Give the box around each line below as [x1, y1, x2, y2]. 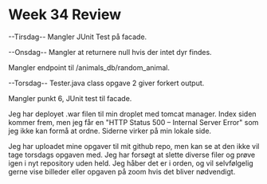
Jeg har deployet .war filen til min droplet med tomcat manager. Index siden [8, 109, 257, 119]
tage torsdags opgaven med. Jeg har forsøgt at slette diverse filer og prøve [8, 150, 256, 159]
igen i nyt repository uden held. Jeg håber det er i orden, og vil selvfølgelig [8, 158, 253, 168]
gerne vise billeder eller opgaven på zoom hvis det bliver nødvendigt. [8, 166, 236, 176]
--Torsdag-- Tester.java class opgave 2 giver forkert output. [8, 78, 205, 88]
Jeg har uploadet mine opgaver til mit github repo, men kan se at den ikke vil [8, 141, 260, 151]
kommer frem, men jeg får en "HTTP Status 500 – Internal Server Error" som [8, 117, 259, 127]
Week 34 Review [8, 6, 122, 24]
